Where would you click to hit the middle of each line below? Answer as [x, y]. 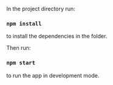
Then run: [19, 48]
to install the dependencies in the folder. [57, 36]
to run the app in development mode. [53, 75]
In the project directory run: [41, 9]
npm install [24, 23]
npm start [21, 63]
